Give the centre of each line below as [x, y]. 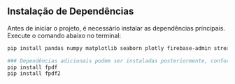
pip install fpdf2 [34, 74]
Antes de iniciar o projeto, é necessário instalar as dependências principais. [116, 28]
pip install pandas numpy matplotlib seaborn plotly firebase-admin [109, 48]
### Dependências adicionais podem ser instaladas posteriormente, [108, 61]
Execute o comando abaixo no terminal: [64, 35]
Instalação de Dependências [71, 11]
